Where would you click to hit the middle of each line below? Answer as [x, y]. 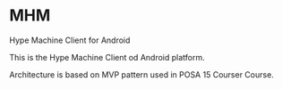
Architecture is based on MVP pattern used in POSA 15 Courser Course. [142, 74]
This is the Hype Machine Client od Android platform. [107, 57]
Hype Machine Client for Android [70, 40]
